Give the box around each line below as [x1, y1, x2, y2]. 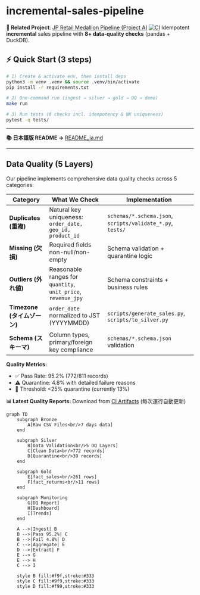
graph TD [6, 411, 28, 418]
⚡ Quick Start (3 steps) [6, 55, 92, 65]
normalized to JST [49, 311, 101, 319]
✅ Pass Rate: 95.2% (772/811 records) [14, 372, 108, 379]
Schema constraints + [107, 275, 168, 284]
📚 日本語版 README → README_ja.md [6, 134, 103, 141]
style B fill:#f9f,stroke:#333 [17, 573, 95, 579]
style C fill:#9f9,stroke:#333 [17, 578, 95, 584]
